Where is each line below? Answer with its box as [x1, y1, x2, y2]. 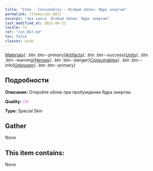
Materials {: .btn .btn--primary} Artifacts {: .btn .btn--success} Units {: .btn [5, 52, 148, 58]
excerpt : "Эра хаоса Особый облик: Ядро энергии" [5, 16, 110, 21]
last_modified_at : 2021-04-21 [5, 20, 67, 26]
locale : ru [5, 25, 27, 30]
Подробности [5, 76, 49, 85]
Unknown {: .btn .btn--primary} [14, 62, 76, 68]
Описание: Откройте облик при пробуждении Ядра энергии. [5, 89, 132, 95]
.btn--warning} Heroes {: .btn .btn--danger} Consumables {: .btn [5, 57, 130, 63]
